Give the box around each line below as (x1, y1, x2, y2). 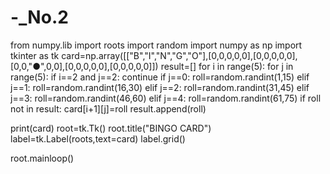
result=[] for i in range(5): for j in (160, 60, 294, 72)
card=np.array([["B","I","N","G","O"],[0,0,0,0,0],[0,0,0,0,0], (61, 49, 298, 61)
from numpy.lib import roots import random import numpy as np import (10, 39, 303, 51)
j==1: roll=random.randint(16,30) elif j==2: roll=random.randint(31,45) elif (10, 81, 310, 93)
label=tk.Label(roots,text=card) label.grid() (10, 132, 186, 145)
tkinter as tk (10, 49, 60, 61)
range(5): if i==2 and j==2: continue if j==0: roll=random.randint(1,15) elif (10, 71, 310, 83)
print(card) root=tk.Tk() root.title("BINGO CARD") (10, 122, 212, 134)
